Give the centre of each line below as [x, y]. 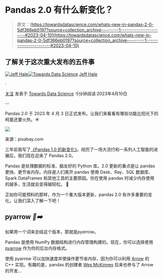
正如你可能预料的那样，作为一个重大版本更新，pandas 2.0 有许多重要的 [77, 194]
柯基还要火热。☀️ [22, 119]
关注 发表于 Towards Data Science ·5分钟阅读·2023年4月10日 [66, 94]
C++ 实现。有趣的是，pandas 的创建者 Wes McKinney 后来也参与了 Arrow [79, 264]
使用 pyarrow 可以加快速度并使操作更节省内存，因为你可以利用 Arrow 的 [77, 258]
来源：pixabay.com [24, 139]
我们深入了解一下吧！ [39, 200]
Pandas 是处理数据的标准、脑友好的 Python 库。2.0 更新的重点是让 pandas [80, 166]
